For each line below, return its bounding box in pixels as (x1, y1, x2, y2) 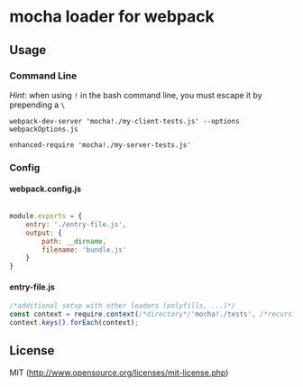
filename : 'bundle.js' (41, 245, 127, 254)
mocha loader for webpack (9, 6, 215, 27)
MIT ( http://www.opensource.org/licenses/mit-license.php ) (9, 367, 229, 378)
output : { (25, 228, 63, 237)
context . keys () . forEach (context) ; (9, 318, 140, 327)
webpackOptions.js (9, 124, 78, 134)
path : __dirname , (41, 236, 106, 245)
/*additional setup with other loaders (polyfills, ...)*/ (9, 301, 236, 310)
